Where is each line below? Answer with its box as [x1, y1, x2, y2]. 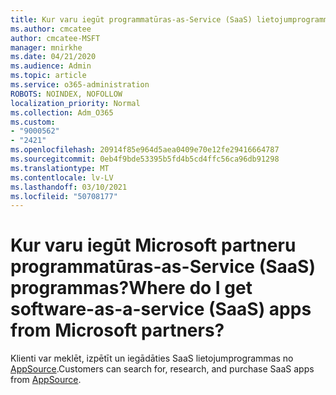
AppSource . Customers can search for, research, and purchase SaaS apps [10, 363, 315, 375]
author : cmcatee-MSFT [10, 33, 101, 43]
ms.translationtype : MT [10, 163, 110, 173]
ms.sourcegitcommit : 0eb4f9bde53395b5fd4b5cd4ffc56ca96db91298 [10, 154, 280, 164]
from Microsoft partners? [10, 319, 225, 342]
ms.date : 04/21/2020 [10, 52, 97, 62]
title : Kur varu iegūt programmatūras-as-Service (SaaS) [10, 14, 253, 25]
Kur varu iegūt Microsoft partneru [10, 234, 297, 257]
